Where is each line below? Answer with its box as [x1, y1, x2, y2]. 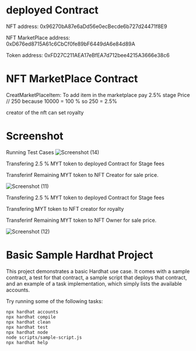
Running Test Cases [6, 148, 54, 155]
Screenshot [6, 130, 64, 143]
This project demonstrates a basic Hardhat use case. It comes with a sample [6, 267, 190, 274]
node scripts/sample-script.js [6, 334, 82, 340]
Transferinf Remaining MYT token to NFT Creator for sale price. [6, 171, 159, 178]
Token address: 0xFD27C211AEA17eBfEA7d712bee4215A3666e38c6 [6, 51, 170, 58]
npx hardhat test [6, 324, 48, 330]
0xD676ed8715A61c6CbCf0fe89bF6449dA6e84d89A [6, 40, 135, 47]
